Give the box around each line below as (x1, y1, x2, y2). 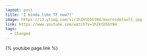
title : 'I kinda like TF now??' (5, 12, 74, 17)
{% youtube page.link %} (5, 45, 58, 51)
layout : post (5, 7, 33, 13)
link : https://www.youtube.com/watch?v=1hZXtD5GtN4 (5, 21, 117, 27)
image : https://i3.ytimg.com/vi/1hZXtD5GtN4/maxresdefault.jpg (5, 17, 142, 22)
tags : (5, 26, 17, 32)
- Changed (10, 31, 31, 36)
